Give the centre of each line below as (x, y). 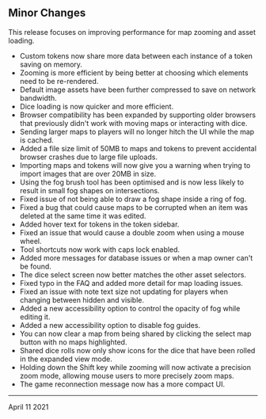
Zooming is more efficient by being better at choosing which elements (134, 72)
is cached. (36, 140)
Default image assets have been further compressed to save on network (137, 90)
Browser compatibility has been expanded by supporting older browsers (137, 115)
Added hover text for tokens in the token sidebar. (99, 224)
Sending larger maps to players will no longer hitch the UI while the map (137, 131)
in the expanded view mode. (66, 359)
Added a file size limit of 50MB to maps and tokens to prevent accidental (138, 148)
